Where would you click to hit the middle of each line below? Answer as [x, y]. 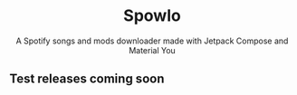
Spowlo [152, 16]
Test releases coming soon [87, 79]
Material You [152, 50]
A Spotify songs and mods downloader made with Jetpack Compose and [152, 41]
